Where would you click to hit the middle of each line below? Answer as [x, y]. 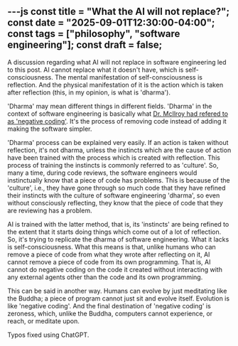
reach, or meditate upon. [44, 321]
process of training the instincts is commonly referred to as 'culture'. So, [113, 165]
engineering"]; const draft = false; [85, 45]
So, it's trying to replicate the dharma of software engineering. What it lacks [118, 239]
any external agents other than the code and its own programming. [105, 277]
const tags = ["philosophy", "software [94, 34]
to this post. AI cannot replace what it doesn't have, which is [96, 70]
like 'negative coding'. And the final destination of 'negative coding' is [109, 306]
